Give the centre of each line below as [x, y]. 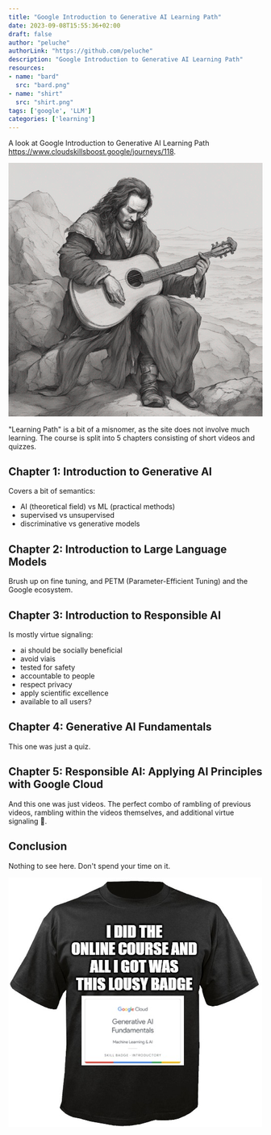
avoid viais [38, 659]
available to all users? [56, 702]
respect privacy [46, 685]
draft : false [30, 34]
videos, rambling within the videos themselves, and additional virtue [121, 812]
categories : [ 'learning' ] [52, 119]
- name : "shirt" [35, 94]
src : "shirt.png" [45, 102]
